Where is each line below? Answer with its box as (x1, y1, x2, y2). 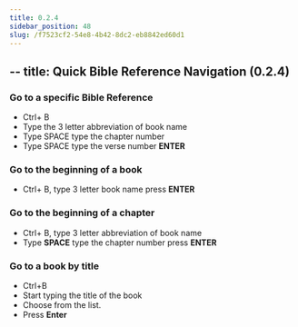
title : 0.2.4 (9, 13, 59, 23)
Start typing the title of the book (22, 290, 143, 301)
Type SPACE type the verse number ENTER (22, 141, 185, 152)
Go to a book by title (9, 260, 100, 272)
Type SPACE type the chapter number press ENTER (22, 237, 217, 248)
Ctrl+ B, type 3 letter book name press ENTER (22, 183, 195, 195)
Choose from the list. (22, 299, 102, 310)
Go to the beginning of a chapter (9, 206, 155, 219)
